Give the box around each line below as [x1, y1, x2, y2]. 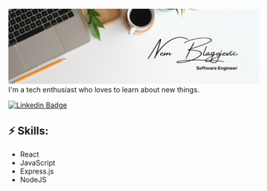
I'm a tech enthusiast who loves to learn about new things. [8, 85, 200, 95]
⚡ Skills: [8, 124, 49, 138]
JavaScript [19, 158, 56, 167]
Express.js [19, 166, 54, 176]
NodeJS [19, 174, 47, 184]
